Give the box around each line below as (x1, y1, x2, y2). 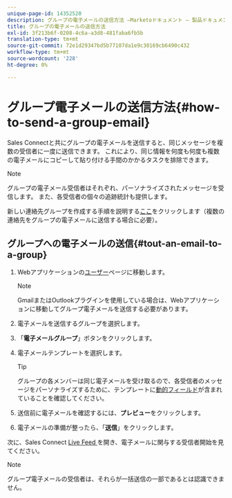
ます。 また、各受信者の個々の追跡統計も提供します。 (19, 192, 171, 200)
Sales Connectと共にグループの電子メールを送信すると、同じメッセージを (7, 138, 217, 146)
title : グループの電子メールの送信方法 (7, 23, 106, 30)
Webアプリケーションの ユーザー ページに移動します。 (17, 268, 169, 276)
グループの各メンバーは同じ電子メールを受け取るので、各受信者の (17, 377, 205, 385)
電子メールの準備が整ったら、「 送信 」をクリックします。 (17, 423, 177, 432)
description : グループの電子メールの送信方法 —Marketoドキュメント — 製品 (7, 17, 202, 23)
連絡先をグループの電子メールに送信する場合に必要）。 (7, 216, 162, 224)
